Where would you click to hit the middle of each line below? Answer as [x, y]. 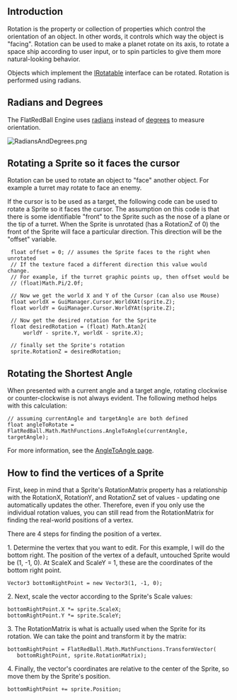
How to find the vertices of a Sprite [86, 472]
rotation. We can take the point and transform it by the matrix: [97, 636]
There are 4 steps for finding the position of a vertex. [85, 534]
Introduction [35, 12]
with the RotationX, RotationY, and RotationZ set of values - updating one [114, 498]
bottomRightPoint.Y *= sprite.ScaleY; [64, 616]
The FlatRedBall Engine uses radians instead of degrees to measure [106, 119]
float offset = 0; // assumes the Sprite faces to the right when [110, 252]
